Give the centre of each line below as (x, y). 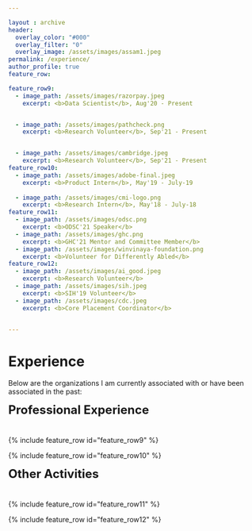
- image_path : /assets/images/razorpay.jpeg (90, 96)
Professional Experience (78, 410)
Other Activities (53, 474)
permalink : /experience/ (49, 60)
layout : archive (37, 22)
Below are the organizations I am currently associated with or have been (126, 383)
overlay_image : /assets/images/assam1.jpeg (88, 52)
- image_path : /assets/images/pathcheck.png (90, 125)
